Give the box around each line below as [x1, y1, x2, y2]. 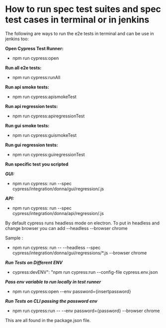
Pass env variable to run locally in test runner [5, 279, 101, 285]
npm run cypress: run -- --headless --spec [12, 244, 101, 250]
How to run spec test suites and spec [5, 3, 162, 15]
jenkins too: [5, 36, 29, 42]
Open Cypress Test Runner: [5, 45, 64, 51]
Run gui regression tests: [5, 142, 58, 148]
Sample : [5, 235, 23, 241]
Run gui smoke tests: [5, 122, 50, 128]
